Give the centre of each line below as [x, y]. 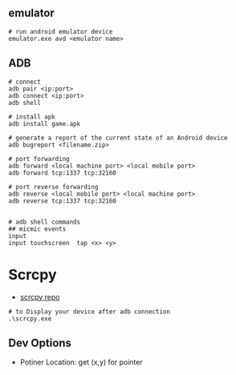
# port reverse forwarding [53, 187]
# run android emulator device [61, 31]
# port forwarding [39, 159]
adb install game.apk [45, 123]
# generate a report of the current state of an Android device [118, 138]
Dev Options [40, 343]
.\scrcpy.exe [30, 319]
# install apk [32, 117]
